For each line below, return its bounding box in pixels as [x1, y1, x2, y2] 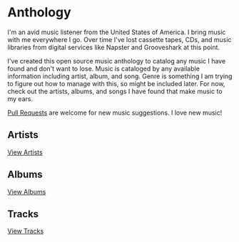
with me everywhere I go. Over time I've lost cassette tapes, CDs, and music [7, 35, 232, 43]
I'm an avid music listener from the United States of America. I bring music [7, 28, 226, 36]
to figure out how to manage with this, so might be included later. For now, [7, 79, 225, 88]
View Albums [7, 187, 46, 196]
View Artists [7, 147, 43, 157]
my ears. [7, 94, 34, 103]
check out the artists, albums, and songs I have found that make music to [7, 87, 223, 95]
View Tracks [7, 227, 44, 236]
